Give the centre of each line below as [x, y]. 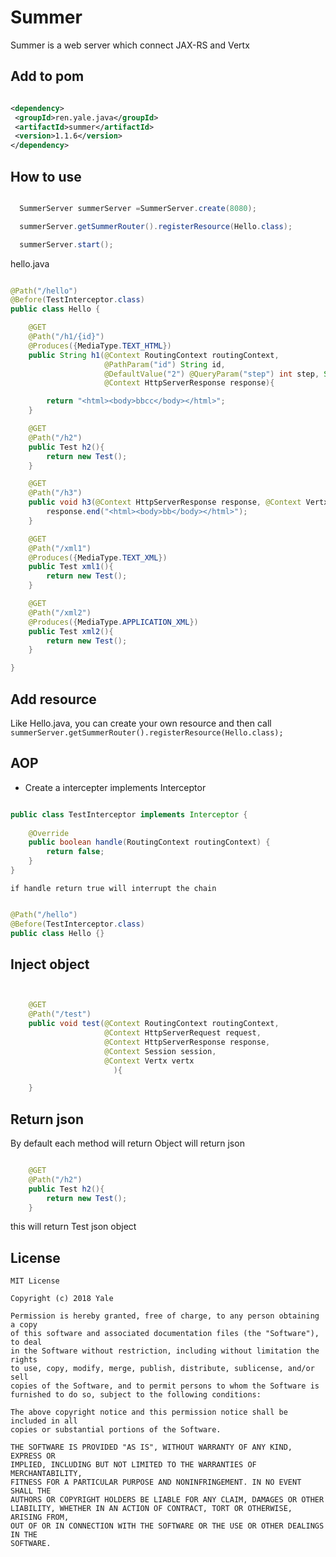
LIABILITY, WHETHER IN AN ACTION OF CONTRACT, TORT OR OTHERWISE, [151, 1509]
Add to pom [47, 76]
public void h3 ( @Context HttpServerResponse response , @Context [165, 502]
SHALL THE [31, 1491]
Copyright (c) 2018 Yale [62, 1299]
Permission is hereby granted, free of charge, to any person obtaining [165, 1316]
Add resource [53, 699]
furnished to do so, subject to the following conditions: [136, 1395]
